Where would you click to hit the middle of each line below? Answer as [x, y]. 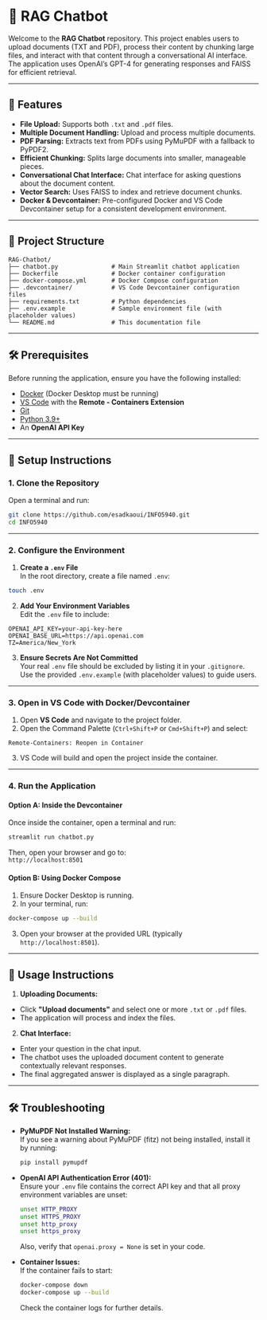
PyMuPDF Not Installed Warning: [75, 1130]
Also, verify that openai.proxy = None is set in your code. [112, 1247]
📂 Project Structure [56, 241]
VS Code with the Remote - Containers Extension [102, 403]
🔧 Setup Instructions [60, 460]
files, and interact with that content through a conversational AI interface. [128, 55]
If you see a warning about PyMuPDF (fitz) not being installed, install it [135, 1139]
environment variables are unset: [74, 1194]
